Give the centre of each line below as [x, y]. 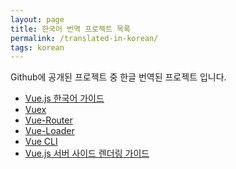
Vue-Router [48, 120]
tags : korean [37, 47]
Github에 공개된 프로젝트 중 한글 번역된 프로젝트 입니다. [118, 77]
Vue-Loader [49, 131]
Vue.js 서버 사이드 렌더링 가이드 [87, 153]
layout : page [37, 19]
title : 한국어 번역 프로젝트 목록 [70, 29]
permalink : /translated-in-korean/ [84, 38]
